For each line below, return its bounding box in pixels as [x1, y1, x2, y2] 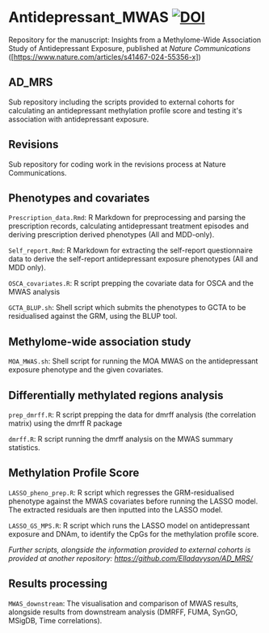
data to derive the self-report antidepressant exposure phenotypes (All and [8, 254, 258, 264]
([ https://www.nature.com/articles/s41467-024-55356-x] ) [8, 52, 202, 62]
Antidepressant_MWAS [8, 8, 170, 27]
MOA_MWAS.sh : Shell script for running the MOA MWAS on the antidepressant [8, 356, 258, 366]
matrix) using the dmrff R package [8, 418, 123, 428]
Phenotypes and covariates [8, 191, 150, 205]
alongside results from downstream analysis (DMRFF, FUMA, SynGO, [8, 607, 238, 617]
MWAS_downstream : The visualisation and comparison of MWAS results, [8, 598, 238, 608]
